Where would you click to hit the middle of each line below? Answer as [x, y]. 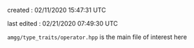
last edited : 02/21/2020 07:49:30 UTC [63, 23]
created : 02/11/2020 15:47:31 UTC [57, 10]
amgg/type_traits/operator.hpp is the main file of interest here [97, 37]
